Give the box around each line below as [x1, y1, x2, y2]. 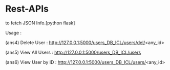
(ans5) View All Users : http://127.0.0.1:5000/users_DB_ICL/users [5, 49, 141, 55]
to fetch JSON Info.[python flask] [5, 20, 75, 26]
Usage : [5, 29, 22, 36]
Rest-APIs [5, 3, 49, 15]
